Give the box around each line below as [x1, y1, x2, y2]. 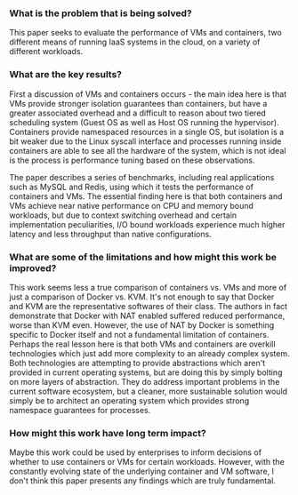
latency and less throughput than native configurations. [9, 228, 212, 239]
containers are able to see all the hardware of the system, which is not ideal [9, 145, 286, 156]
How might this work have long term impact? [9, 427, 206, 439]
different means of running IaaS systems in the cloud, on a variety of [9, 36, 261, 47]
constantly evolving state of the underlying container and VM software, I [9, 466, 274, 477]
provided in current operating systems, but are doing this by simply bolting [9, 367, 283, 378]
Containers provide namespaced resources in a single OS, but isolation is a [9, 126, 285, 137]
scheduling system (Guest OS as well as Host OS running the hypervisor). [9, 116, 279, 127]
